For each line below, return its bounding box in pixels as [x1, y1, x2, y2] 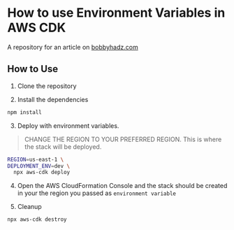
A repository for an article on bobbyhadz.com [7, 43, 138, 51]
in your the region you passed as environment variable [17, 189, 177, 197]
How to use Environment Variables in [7, 5, 226, 21]
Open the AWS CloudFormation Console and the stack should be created [17, 182, 228, 190]
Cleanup [17, 203, 42, 211]
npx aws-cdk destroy [7, 216, 68, 223]
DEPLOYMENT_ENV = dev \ [7, 162, 71, 169]
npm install [7, 108, 42, 116]
